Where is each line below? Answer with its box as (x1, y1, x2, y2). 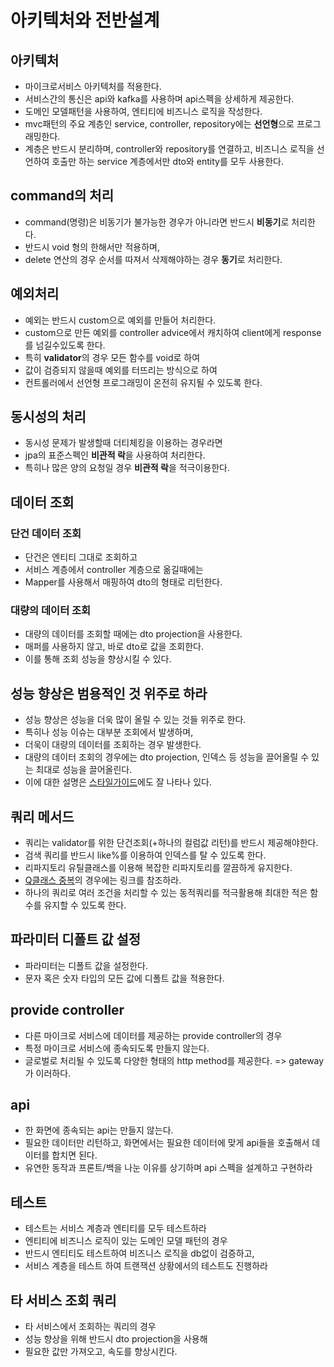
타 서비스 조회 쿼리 (10, 1292, 117, 1309)
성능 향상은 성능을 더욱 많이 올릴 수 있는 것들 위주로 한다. (24, 714, 247, 726)
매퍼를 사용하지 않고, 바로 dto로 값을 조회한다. (24, 641, 204, 653)
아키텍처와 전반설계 (10, 9, 160, 32)
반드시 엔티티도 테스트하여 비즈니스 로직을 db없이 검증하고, (24, 1247, 255, 1260)
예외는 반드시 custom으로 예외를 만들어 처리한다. (24, 314, 217, 326)
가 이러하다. (24, 1067, 72, 1079)
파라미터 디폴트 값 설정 (10, 931, 142, 948)
